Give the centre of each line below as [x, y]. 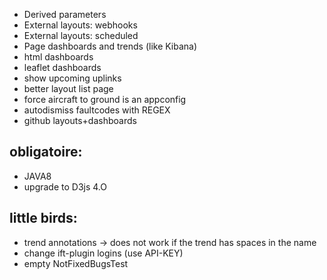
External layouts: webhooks [80, 25]
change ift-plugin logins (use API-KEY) [103, 253]
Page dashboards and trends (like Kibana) [110, 46]
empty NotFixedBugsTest [76, 263]
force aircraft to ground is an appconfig [105, 99]
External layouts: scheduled [81, 35]
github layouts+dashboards [80, 120]
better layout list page [68, 88]
